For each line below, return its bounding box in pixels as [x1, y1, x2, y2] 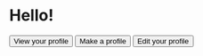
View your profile [13, 36, 69, 45]
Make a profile [79, 36, 126, 45]
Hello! [9, 5, 54, 26]
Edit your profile [136, 36, 190, 45]
